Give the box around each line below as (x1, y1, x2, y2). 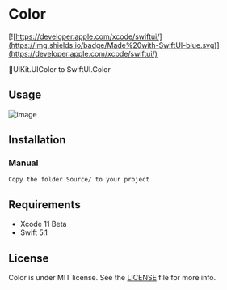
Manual (8, 157, 39, 168)
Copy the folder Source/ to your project (8, 176, 150, 184)
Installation (8, 133, 66, 147)
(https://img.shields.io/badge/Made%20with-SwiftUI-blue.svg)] (8, 40, 220, 49)
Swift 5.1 (19, 228, 48, 237)
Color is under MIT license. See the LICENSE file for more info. (8, 273, 216, 283)
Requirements (8, 198, 81, 211)
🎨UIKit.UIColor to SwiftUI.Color (8, 64, 111, 74)
